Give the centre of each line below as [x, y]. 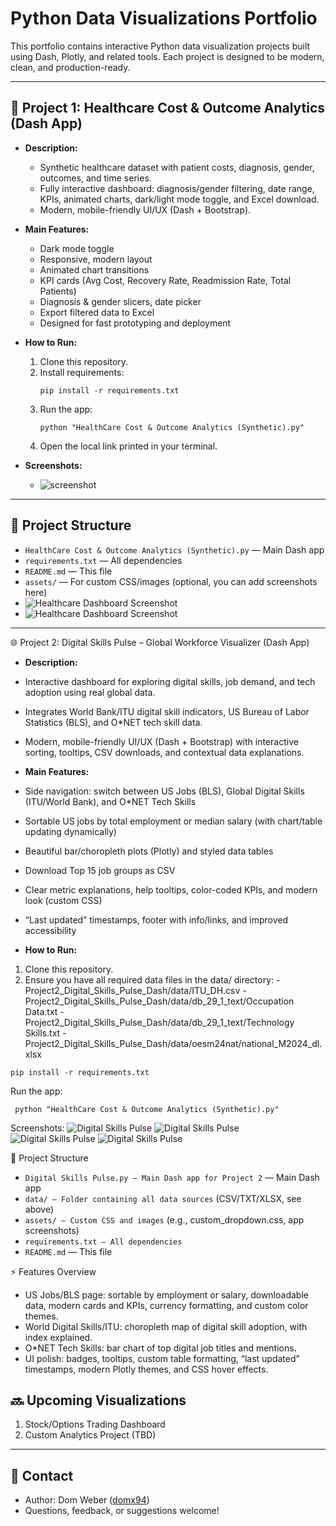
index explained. [58, 1337]
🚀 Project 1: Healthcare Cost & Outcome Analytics [168, 108]
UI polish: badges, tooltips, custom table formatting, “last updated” [162, 1358]
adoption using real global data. [90, 692]
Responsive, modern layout [96, 259]
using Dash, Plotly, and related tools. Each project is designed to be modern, [167, 56]
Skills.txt [42, 1033]
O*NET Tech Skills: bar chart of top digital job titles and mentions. [160, 1348]
